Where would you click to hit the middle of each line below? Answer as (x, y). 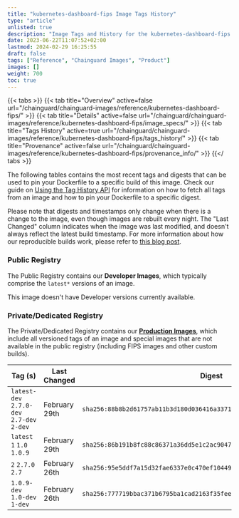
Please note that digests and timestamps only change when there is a (109, 212)
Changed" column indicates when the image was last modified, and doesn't (118, 227)
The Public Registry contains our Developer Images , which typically (107, 276)
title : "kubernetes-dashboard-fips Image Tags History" (92, 14)
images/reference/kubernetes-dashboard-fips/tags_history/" (97, 138)
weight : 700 (25, 73)
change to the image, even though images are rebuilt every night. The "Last (118, 219)
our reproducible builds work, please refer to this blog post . (94, 242)
